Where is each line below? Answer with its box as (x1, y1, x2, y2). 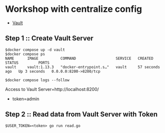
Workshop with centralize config (5, 3, 142, 15)
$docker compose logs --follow (5, 78, 70, 83)
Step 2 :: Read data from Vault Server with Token (5, 110, 158, 119)
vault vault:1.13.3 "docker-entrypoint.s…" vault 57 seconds (5, 64, 161, 70)
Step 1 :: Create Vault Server (5, 34, 94, 43)
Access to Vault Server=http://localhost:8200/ (5, 86, 99, 92)
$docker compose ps (5, 51, 45, 56)
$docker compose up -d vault (5, 47, 65, 52)
